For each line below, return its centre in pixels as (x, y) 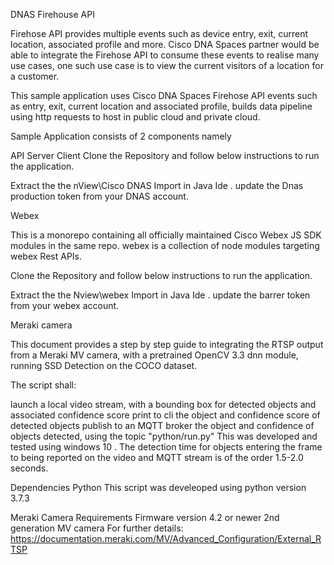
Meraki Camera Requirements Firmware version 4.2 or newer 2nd (145, 517)
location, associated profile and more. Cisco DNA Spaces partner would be (165, 44)
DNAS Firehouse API (52, 14)
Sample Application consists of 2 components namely (121, 136)
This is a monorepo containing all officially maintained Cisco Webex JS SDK (166, 235)
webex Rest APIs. (46, 256)
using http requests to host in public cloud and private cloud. (135, 117)
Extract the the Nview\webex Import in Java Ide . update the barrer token (160, 295)
